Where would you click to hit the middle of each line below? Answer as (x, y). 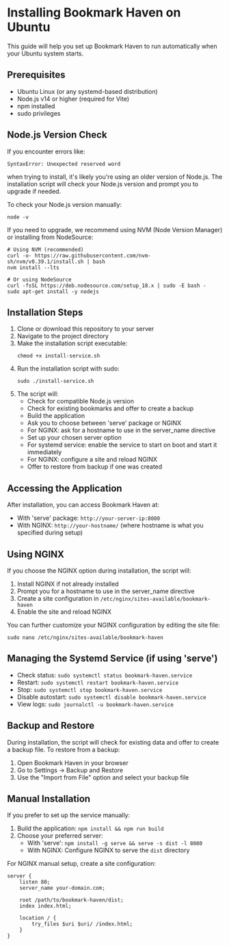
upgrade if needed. (34, 191)
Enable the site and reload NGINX (64, 612)
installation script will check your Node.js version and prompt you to (103, 184)
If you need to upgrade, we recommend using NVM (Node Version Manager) (115, 229)
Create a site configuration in (58, 598)
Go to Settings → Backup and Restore (70, 770)
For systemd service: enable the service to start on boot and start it (122, 445)
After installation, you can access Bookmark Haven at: (83, 505)
